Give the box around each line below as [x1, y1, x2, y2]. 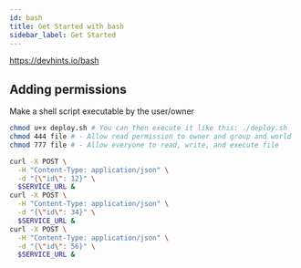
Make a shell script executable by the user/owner [9, 106, 194, 117]
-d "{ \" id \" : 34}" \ [17, 208, 96, 217]
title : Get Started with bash [9, 22, 125, 31]
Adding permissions [9, 81, 127, 97]
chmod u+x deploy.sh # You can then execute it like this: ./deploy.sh [9, 124, 287, 133]
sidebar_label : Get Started [9, 30, 117, 39]
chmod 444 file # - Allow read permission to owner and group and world [9, 132, 292, 141]
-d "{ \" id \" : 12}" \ [17, 174, 96, 183]
